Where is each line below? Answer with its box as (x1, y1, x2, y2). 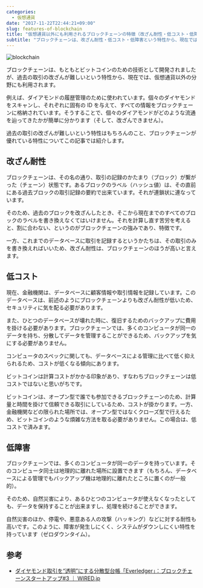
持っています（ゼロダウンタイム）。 (6, 531, 94, 538)
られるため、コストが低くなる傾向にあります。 (6, 360, 123, 367)
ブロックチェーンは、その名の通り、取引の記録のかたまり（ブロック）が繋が (6, 173, 196, 181)
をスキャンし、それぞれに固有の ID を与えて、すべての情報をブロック (6, 102, 178, 109)
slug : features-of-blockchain (6, 25, 83, 32)
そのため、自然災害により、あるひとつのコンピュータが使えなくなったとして (6, 495, 196, 502)
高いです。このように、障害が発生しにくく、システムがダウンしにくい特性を (6, 523, 196, 531)
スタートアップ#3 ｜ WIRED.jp (25, 575, 101, 582)
